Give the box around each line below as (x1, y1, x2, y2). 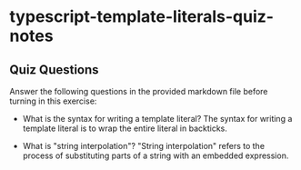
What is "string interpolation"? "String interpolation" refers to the (22, 141, 266, 151)
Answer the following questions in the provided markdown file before (9, 86, 268, 96)
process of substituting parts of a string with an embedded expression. (22, 150, 289, 161)
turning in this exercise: (9, 95, 97, 106)
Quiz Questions (9, 62, 99, 77)
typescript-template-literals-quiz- (9, 6, 275, 27)
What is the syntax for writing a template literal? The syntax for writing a (22, 114, 293, 124)
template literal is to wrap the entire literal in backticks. (22, 123, 227, 134)
